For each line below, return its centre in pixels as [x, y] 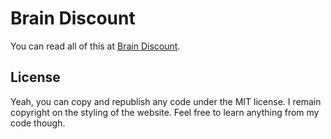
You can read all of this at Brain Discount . [95, 46]
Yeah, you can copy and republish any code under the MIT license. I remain [166, 101]
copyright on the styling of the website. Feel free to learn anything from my [165, 112]
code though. [38, 123]
